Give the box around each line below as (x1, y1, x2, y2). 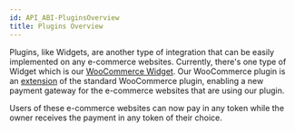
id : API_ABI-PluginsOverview (9, 13, 120, 23)
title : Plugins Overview (9, 22, 103, 31)
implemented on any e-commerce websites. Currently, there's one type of (9, 56, 287, 67)
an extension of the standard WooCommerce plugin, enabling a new (9, 75, 264, 86)
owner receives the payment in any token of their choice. (9, 112, 222, 123)
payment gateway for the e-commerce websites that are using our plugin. (9, 85, 285, 96)
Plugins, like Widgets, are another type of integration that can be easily (9, 46, 275, 57)
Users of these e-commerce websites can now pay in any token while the (9, 102, 284, 113)
